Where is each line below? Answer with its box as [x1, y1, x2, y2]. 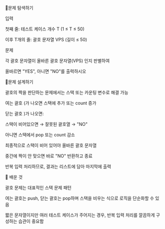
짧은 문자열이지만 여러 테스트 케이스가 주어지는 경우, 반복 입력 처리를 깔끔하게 [5, 212, 155, 218]
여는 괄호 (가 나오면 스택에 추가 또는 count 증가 [5, 100, 97, 106]
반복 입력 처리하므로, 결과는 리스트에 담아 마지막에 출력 [5, 164, 111, 169]
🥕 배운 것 [5, 174, 23, 180]
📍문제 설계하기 [5, 79, 34, 85]
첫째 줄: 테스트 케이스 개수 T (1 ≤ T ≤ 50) [5, 26, 84, 32]
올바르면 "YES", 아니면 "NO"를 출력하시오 [5, 68, 86, 74]
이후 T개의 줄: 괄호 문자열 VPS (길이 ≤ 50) [5, 37, 87, 42]
